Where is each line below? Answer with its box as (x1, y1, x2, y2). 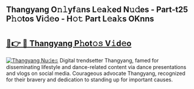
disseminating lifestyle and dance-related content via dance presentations (6, 64, 187, 70)
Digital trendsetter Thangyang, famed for (60, 57, 159, 64)
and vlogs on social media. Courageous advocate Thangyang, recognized (6, 70, 186, 77)
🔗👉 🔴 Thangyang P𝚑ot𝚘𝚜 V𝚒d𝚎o (6, 38, 131, 48)
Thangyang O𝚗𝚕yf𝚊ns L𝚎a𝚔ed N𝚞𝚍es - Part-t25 (6, 5, 188, 15)
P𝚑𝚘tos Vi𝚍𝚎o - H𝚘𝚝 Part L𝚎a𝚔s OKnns (6, 14, 154, 24)
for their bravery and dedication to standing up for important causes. (6, 76, 173, 83)
